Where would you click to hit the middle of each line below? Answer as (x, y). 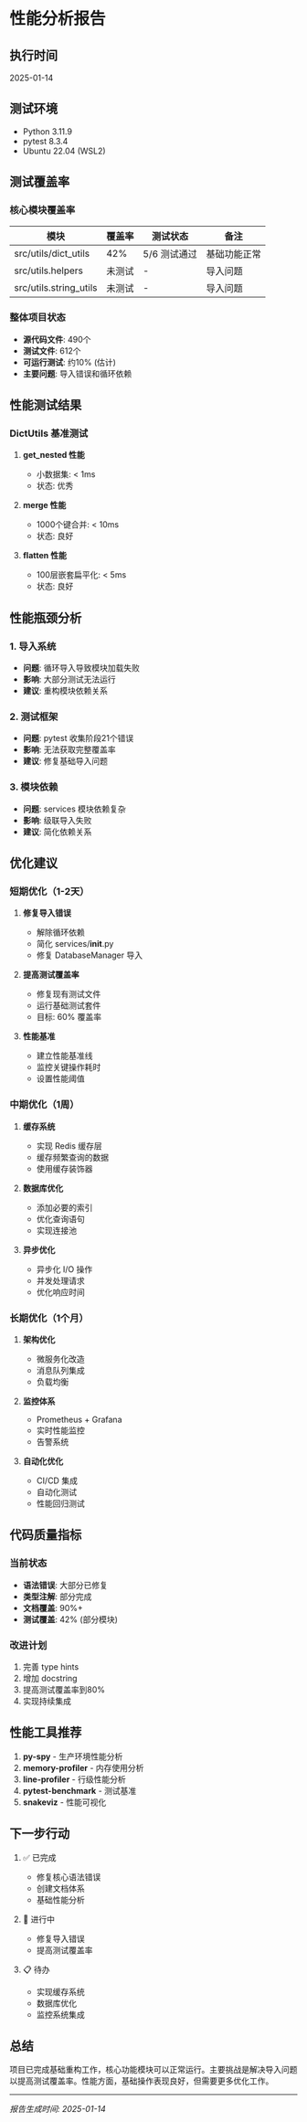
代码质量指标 (46, 1535)
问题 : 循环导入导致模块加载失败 (81, 668)
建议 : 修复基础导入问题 (65, 761)
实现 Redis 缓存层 (69, 1146)
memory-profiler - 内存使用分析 (83, 1767)
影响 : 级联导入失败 (57, 820)
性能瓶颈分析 (46, 618)
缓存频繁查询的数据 (73, 1157)
